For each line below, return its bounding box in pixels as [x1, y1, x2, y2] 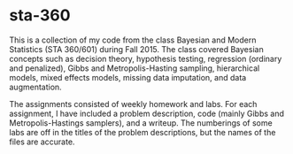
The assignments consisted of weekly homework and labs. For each [9, 98, 258, 109]
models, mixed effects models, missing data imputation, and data [9, 72, 247, 82]
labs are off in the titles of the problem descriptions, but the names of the [9, 127, 276, 137]
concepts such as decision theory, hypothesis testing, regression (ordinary [9, 53, 282, 64]
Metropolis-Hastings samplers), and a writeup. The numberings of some [9, 117, 273, 128]
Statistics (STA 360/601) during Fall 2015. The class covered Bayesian [9, 43, 264, 54]
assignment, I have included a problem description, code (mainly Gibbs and [9, 108, 285, 119]
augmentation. [9, 81, 62, 92]
